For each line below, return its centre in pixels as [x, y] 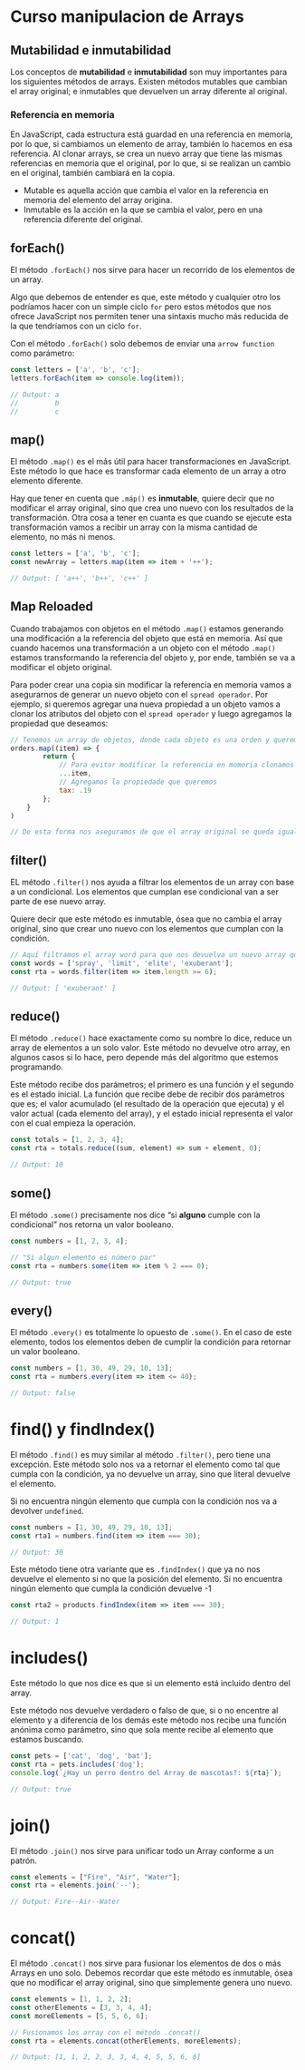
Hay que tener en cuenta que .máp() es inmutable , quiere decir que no [143, 498]
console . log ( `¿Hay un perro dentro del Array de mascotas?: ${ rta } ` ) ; [146, 1772]
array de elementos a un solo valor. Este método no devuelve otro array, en [150, 1048]
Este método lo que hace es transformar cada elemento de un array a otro [148, 471]
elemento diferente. [47, 481]
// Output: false [43, 1393]
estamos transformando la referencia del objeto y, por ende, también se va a [153, 657]
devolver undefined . [47, 1510]
